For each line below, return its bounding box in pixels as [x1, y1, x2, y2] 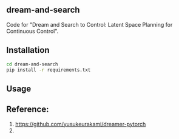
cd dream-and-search [6, 61, 59, 67]
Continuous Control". [6, 27, 59, 35]
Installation [6, 45, 50, 55]
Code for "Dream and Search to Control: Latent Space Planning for [6, 21, 173, 28]
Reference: [6, 104, 49, 115]
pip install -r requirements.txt [6, 67, 91, 73]
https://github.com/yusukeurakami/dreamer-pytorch [15, 120, 146, 127]
